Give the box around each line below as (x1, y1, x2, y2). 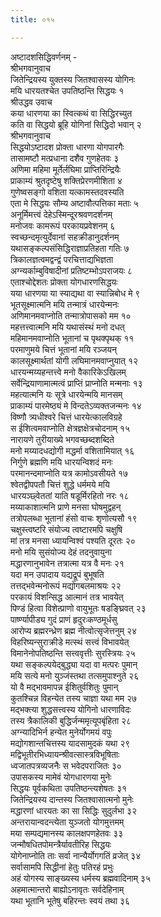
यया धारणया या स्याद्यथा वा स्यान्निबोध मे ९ (10, 287, 141, 299)
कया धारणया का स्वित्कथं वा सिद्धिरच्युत (10, 107, 133, 119)
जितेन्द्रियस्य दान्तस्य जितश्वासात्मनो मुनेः (10, 793, 134, 805)
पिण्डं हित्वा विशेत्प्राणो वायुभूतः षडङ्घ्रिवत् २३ (10, 602, 147, 614)
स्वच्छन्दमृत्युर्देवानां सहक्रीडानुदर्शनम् (10, 231, 120, 243)
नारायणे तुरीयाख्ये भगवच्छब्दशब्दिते (10, 433, 115, 445)
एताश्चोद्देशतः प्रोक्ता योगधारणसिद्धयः (10, 276, 118, 288)
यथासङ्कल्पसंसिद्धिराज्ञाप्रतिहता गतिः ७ (10, 242, 130, 254)
